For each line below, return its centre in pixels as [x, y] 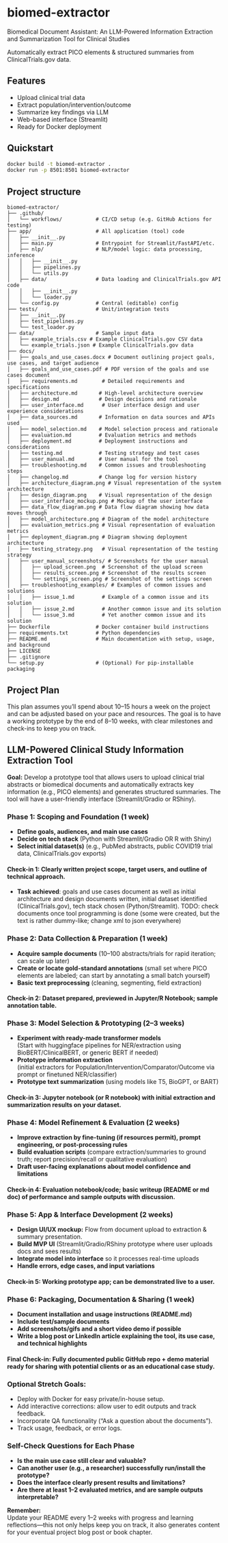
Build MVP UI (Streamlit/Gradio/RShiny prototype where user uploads [115, 1244]
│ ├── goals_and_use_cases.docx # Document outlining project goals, [111, 358]
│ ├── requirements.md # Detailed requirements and [96, 382]
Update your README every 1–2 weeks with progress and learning [100, 1518]
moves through [27, 513]
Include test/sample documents [63, 1322]
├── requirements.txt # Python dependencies [84, 633]
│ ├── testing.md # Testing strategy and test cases [103, 454]
